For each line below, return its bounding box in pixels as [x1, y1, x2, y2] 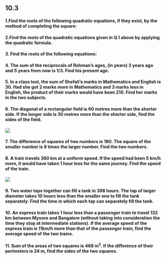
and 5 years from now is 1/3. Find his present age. [5, 67, 110, 73]
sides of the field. [5, 116, 42, 122]
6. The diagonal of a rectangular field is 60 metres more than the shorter [5, 106, 157, 112]
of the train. [5, 165, 30, 171]
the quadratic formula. [5, 40, 53, 46]
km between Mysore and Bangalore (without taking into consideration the [5, 215, 160, 221]
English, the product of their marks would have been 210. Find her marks [5, 89, 158, 96]
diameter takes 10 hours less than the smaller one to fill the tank [5, 193, 140, 199]
